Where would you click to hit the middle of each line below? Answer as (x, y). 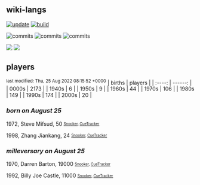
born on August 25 (34, 111)
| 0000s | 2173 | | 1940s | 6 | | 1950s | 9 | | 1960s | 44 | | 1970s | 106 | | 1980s (100, 89)
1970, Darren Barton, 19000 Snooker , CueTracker (59, 163)
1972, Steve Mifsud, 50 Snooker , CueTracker (53, 124)
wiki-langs (26, 10)
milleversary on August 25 (46, 151)
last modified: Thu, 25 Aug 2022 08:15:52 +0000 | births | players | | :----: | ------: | (99, 82)
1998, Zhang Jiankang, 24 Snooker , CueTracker (57, 135)
